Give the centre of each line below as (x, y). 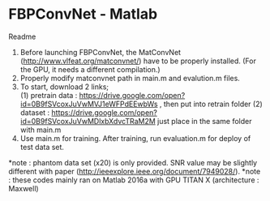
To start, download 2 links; (64, 87)
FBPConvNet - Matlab (83, 14)
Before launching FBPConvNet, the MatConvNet (100, 52)
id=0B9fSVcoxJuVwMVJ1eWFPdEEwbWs (89, 104)
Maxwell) (24, 188)
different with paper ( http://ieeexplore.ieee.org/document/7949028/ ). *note (135, 171)
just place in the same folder (205, 121)
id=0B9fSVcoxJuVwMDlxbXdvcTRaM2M (88, 121)
